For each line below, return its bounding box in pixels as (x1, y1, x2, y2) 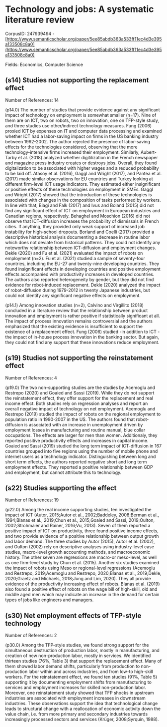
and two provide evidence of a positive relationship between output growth (5, 533, 159, 539)
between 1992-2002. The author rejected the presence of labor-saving (5, 138, 151, 144)
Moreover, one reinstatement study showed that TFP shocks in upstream (5, 690, 154, 696)
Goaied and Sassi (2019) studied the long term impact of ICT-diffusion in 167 (5, 443, 162, 449)
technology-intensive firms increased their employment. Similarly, (5, 149, 140, 155)
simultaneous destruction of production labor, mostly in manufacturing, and (5, 648, 160, 654)
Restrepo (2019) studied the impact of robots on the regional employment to (5, 411, 161, 417)
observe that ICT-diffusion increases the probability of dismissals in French (5, 218, 159, 224)
